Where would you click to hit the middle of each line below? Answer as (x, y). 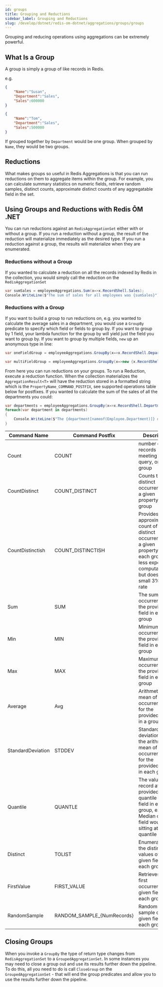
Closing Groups (29, 942)
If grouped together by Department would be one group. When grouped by (79, 141)
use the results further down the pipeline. (46, 979)
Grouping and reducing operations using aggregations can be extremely (77, 37)
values (146, 854)
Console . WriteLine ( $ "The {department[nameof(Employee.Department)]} (84, 419)
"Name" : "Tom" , (28, 119)
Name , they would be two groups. (37, 147)
